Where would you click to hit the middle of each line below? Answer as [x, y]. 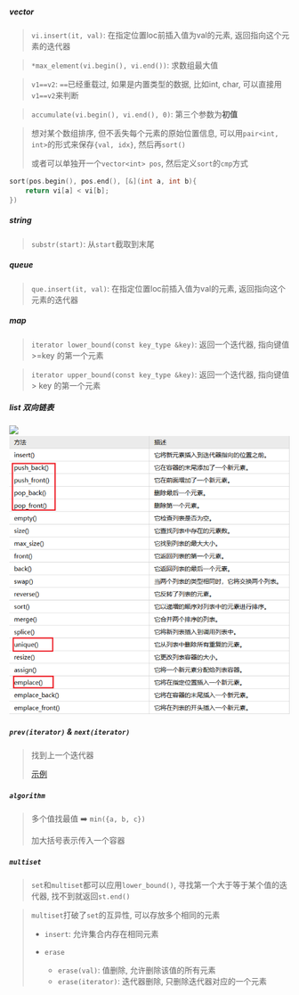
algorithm [28, 796]
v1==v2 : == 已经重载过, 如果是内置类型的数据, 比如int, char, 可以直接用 [156, 84]
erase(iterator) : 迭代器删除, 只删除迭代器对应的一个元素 [162, 982]
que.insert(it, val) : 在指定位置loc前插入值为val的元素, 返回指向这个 [158, 288]
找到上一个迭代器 [62, 755]
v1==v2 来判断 [55, 95]
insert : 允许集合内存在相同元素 [101, 934]
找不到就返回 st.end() [91, 896]
